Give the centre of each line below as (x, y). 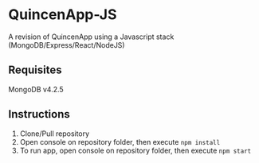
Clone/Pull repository (55, 134)
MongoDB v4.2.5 (36, 89)
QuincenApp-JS (63, 15)
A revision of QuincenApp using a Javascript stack (91, 37)
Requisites (35, 70)
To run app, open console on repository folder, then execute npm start (135, 150)
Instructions (39, 114)
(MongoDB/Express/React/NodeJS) (67, 45)
